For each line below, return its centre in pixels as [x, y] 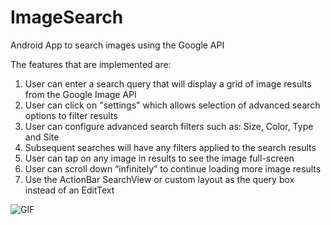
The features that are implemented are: [91, 64]
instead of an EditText [69, 190]
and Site [42, 137]
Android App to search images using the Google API [117, 45]
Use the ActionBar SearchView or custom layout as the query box [159, 179]
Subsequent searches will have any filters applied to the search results [170, 147]
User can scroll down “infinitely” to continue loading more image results [173, 168]
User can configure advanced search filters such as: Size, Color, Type [169, 126]
